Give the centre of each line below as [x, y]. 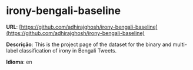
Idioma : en [19, 62]
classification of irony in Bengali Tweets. [68, 50]
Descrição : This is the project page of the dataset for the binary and [89, 44]
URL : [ [14, 27]
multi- [180, 44]
